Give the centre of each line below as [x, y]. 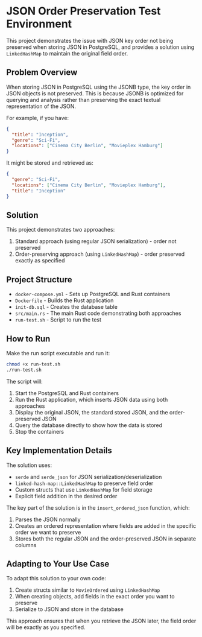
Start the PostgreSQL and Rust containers [67, 393]
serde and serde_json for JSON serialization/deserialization [88, 477]
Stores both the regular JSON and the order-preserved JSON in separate [106, 539]
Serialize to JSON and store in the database [69, 609]
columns [26, 545]
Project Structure [39, 280]
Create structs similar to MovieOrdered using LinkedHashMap [87, 590]
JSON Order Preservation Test [84, 11]
